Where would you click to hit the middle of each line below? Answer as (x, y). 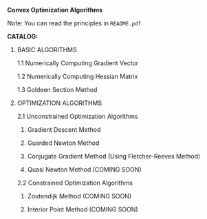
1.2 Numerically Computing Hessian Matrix (77, 76)
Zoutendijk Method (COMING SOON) (79, 196)
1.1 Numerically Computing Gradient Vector (78, 63)
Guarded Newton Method (63, 143)
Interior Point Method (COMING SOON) (83, 209)
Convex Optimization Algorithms (55, 10)
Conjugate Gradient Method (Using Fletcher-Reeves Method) (114, 156)
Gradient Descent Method (64, 129)
